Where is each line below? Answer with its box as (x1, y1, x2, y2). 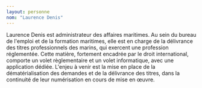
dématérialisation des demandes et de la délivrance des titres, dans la (6, 69, 180, 77)
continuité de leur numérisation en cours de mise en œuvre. (6, 76, 155, 83)
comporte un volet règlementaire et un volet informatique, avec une (6, 57, 174, 64)
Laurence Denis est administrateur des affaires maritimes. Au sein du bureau (6, 31, 197, 38)
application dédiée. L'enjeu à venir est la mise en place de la (6, 63, 156, 70)
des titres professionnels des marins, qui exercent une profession (6, 43, 169, 51)
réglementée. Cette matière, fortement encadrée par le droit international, (6, 50, 189, 57)
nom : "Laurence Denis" (6, 14, 63, 20)
